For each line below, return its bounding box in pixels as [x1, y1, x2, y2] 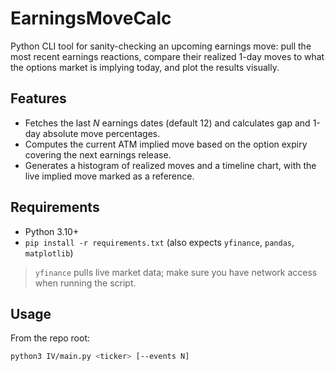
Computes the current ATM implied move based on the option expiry [24, 138, 308, 150]
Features [10, 90, 67, 107]
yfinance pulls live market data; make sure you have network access [34, 266, 318, 278]
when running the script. [34, 277, 137, 289]
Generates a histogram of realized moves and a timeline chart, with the [24, 159, 317, 171]
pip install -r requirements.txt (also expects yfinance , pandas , [24, 236, 295, 248]
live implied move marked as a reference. [24, 170, 195, 182]
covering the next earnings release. [24, 148, 172, 161]
